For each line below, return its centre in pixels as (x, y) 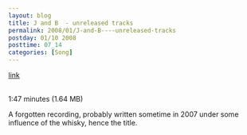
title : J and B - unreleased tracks (71, 23)
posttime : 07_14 (35, 45)
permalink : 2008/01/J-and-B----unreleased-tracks (92, 30)
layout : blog (30, 15)
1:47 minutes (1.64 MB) (46, 99)
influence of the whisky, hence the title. (73, 123)
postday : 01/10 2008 (43, 38)
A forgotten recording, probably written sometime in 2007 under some (123, 114)
